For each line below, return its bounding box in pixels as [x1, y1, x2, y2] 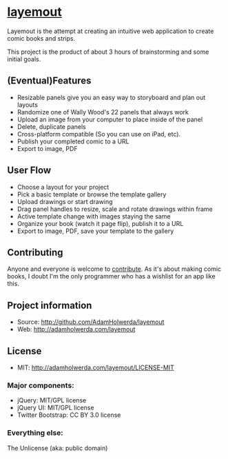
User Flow [7, 165, 52, 176]
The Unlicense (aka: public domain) [7, 444, 108, 452]
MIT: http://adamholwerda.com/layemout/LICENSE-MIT [17, 363, 174, 371]
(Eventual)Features [7, 75, 92, 87]
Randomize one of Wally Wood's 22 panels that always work [17, 108, 189, 116]
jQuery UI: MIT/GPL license [17, 404, 94, 412]
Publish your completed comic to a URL [17, 137, 129, 145]
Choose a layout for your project [17, 183, 110, 191]
